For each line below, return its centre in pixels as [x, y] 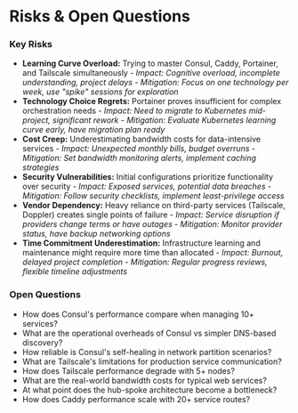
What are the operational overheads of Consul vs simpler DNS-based [149, 333]
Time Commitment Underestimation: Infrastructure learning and [141, 243]
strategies [40, 167]
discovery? [42, 342]
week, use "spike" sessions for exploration [101, 92]
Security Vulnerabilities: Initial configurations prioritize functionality [148, 177]
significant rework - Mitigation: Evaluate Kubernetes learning [164, 120]
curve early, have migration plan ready [93, 130]
